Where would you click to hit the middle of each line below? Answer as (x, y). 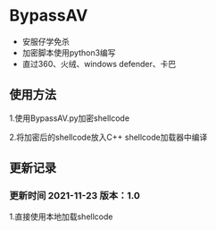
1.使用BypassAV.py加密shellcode (70, 118)
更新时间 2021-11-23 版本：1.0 (75, 196)
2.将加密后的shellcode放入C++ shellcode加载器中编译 (108, 137)
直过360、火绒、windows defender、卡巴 (99, 64)
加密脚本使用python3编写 (69, 52)
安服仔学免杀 (46, 41)
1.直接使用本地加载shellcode (61, 217)
